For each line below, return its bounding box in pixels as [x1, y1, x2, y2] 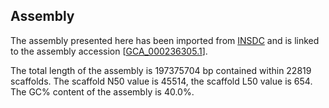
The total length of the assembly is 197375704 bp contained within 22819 [10, 64, 312, 76]
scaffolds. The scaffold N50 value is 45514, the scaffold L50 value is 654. [10, 75, 313, 87]
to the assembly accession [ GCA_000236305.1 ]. [10, 45, 208, 57]
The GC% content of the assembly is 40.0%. [10, 85, 195, 98]
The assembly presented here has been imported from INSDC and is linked [10, 34, 320, 46]
